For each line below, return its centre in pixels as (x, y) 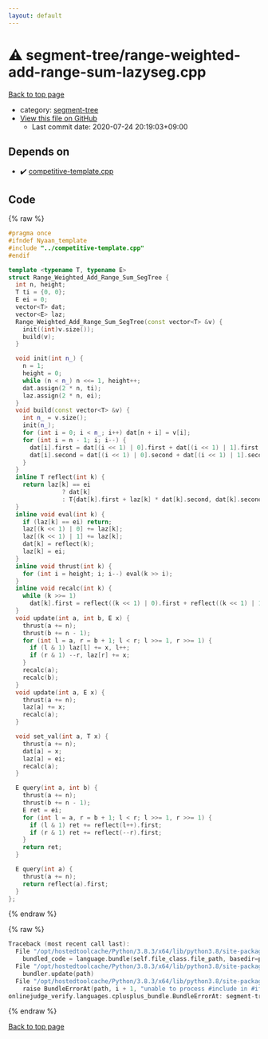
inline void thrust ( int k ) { (64, 566)
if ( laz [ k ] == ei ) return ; (67, 522)
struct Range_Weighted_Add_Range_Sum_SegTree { (89, 277)
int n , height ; (41, 285)
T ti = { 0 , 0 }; (41, 292)
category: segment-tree (59, 109)
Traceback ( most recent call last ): (69, 944)
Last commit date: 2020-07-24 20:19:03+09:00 (110, 126)
